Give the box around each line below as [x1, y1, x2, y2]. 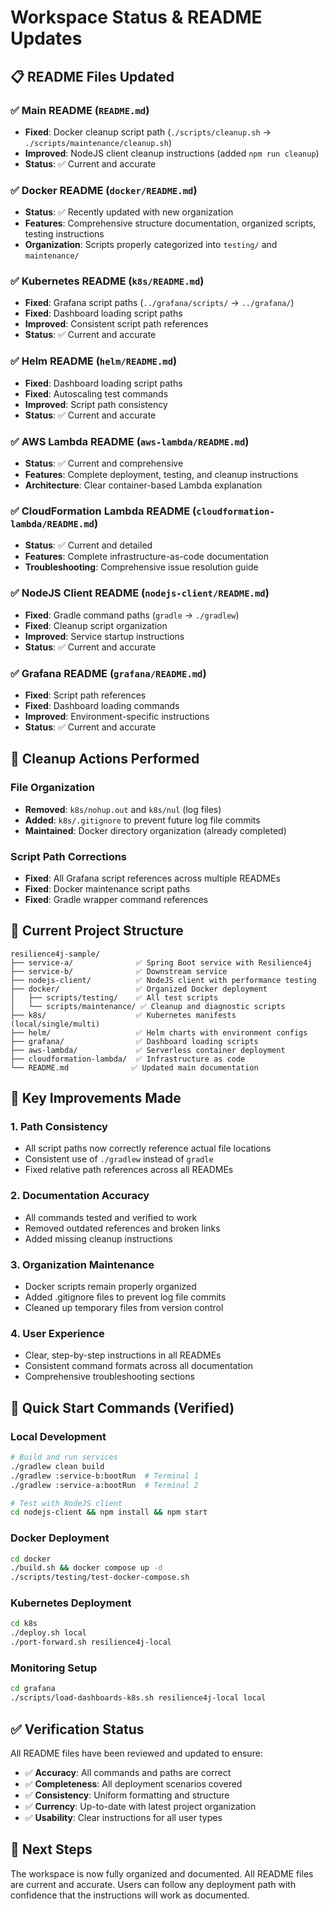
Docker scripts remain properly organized [24, 1281, 197, 1293]
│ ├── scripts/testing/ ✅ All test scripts [10, 992, 219, 1003]
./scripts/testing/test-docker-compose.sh [10, 1572, 190, 1583]
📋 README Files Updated [10, 68, 175, 85]
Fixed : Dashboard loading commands [24, 699, 180, 711]
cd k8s [10, 1619, 38, 1629]
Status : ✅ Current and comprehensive [24, 457, 184, 470]
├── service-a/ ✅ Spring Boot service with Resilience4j [10, 957, 313, 968]
